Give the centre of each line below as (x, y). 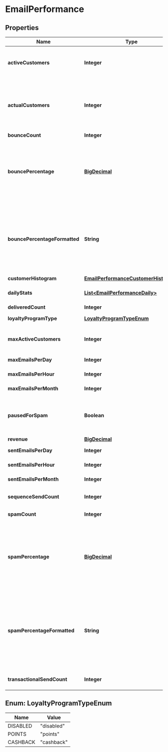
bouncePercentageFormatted (43, 239)
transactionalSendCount (37, 679)
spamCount (22, 514)
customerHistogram (32, 278)
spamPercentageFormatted (41, 630)
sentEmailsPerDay (30, 450)
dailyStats (20, 293)
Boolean (94, 415)
